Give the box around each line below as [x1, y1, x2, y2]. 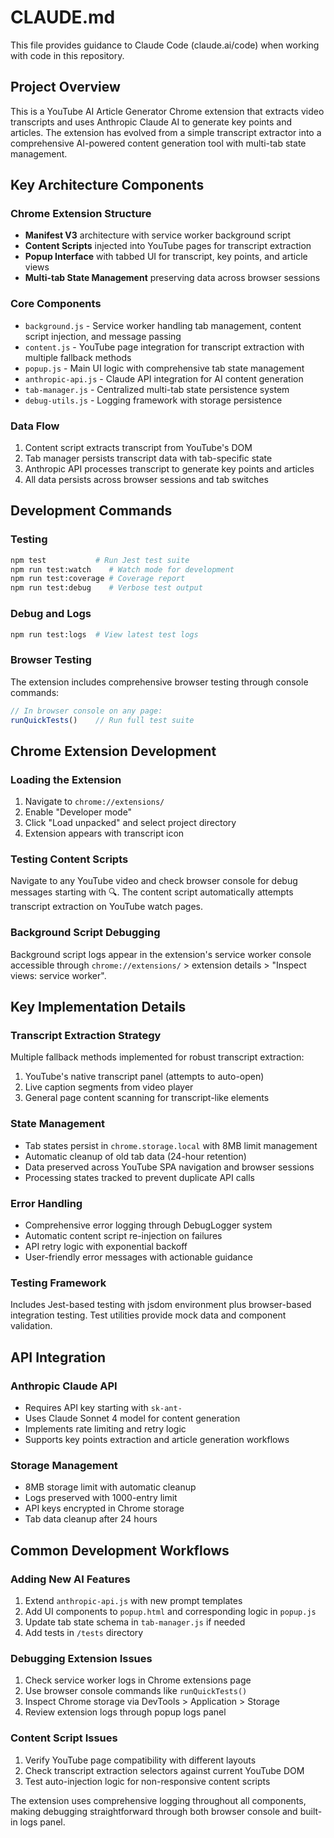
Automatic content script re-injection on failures [24, 1230, 223, 1241]
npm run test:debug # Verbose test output [10, 583, 203, 593]
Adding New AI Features [10, 1572, 131, 1586]
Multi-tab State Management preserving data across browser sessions [24, 272, 321, 284]
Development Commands [10, 502, 173, 520]
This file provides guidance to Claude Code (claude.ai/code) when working [10, 39, 320, 51]
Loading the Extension [10, 772, 122, 786]
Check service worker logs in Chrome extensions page [24, 1674, 252, 1686]
